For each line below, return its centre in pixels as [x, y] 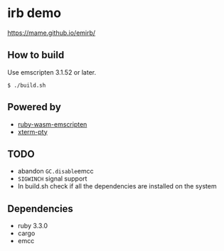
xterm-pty [32, 132]
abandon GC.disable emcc [55, 171]
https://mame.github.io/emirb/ [52, 33]
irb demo [34, 13]
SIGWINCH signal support [52, 178]
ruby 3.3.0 [33, 226]
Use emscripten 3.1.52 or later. [52, 72]
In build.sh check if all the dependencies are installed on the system [117, 186]
